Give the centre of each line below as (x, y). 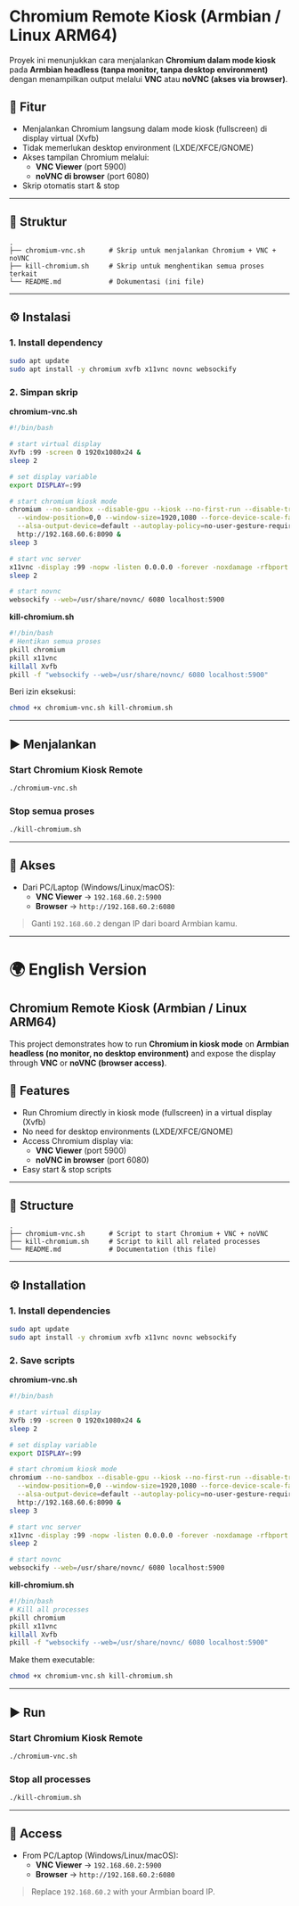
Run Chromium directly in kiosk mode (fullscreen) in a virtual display (147, 1112)
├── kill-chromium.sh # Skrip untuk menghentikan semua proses (137, 266)
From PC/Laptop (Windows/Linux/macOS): (100, 1855)
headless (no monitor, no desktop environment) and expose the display (142, 1053)
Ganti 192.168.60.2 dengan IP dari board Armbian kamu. (134, 923)
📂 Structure (41, 1206)
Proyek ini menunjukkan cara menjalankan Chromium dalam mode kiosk (142, 60)
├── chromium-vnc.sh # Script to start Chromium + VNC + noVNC (139, 1234)
